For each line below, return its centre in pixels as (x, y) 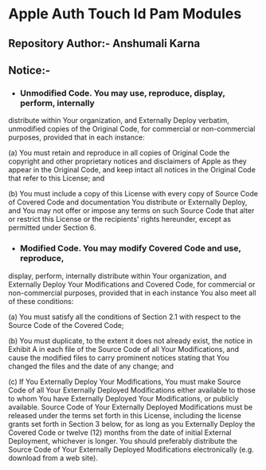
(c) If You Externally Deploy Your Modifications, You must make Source (125, 381)
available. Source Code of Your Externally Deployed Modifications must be (131, 407)
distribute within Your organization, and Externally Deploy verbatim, (119, 120)
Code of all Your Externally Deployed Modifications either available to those (132, 390)
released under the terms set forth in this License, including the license (125, 415)
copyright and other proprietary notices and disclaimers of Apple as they (127, 161)
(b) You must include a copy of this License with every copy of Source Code (133, 194)
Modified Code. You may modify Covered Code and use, (130, 248)
